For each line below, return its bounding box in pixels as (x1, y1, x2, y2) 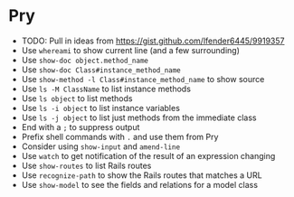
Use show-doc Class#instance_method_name (21, 64, 182, 75)
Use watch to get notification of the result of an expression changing (21, 150, 276, 161)
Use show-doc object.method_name (21, 54, 149, 65)
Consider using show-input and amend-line (21, 141, 181, 152)
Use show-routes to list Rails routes (21, 160, 152, 171)
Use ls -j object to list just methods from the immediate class (21, 112, 257, 123)
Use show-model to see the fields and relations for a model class (21, 179, 259, 190)
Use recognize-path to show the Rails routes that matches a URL (21, 169, 263, 181)
